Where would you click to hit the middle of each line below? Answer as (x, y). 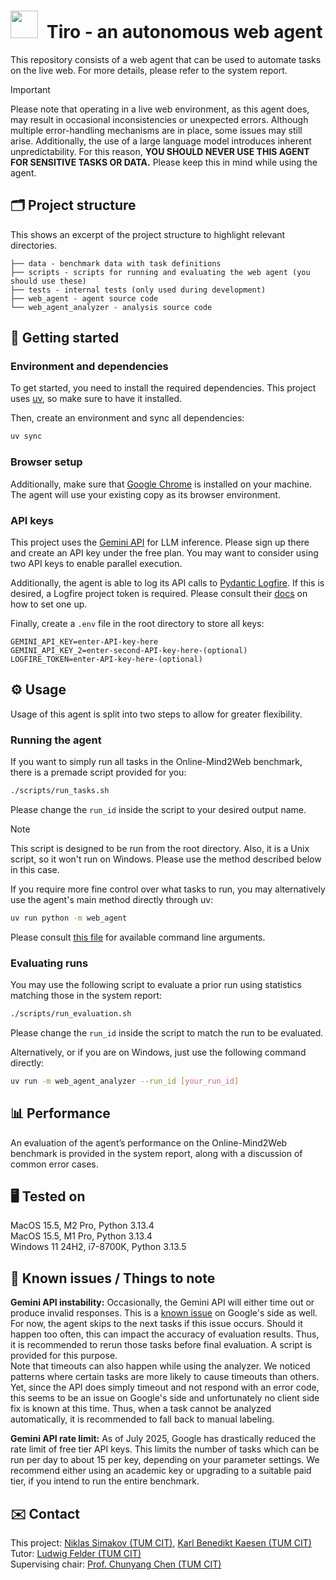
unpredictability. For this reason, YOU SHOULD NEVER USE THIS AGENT (160, 151)
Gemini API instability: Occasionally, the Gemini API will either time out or (162, 1302)
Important (30, 89)
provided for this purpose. (64, 1356)
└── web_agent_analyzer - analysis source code (111, 307)
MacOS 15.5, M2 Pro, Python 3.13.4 (82, 1226)
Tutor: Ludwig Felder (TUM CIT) (76, 1554)
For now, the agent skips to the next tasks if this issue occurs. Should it (156, 1324)
